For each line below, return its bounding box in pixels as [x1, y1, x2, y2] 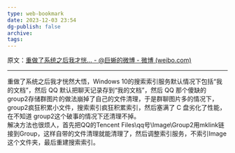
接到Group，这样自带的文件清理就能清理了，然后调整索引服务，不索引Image [7, 129, 227, 138]
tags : [7, 36, 23, 43]
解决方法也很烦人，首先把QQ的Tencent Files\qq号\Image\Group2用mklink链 [7, 121, 225, 129]
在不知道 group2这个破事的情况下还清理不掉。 [7, 112, 141, 120]
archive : [7, 29, 33, 37]
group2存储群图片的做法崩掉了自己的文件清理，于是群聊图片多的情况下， [7, 95, 218, 103]
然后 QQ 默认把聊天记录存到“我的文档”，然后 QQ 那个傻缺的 [34, 86, 207, 95]
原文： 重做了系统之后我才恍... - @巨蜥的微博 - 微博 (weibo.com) [7, 56, 192, 65]
